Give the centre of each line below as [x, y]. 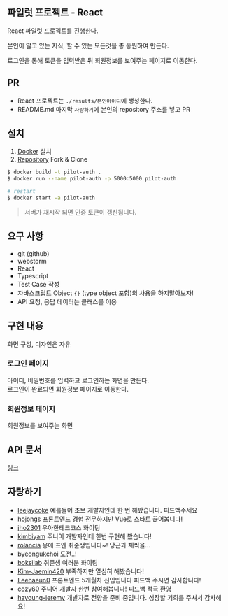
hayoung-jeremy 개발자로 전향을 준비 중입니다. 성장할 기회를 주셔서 [110, 597]
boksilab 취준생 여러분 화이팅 [57, 562]
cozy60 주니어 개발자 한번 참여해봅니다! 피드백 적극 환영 [94, 589]
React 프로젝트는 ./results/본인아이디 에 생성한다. [85, 101]
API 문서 [24, 450]
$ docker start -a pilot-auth [51, 198]
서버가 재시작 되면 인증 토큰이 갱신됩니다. [80, 212]
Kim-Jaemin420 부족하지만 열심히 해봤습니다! [81, 571]
